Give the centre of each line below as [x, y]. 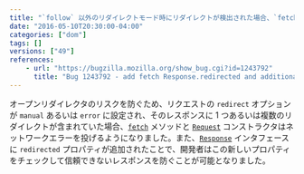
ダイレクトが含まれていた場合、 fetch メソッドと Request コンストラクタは [148, 126]
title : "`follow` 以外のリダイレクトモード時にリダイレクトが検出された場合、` [143, 18]
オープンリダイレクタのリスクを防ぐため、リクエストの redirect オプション [150, 103]
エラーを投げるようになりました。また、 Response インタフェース [169, 138]
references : [32, 60]
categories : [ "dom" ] [48, 34]
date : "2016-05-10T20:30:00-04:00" [76, 26]
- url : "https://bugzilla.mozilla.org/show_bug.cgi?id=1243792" [149, 69]
